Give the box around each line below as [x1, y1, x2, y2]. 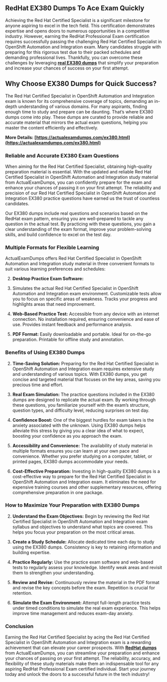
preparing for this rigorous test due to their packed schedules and [5, 49, 141, 55]
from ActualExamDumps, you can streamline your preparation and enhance [5, 650, 160, 656]
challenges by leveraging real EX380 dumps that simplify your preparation [5, 59, 159, 65]
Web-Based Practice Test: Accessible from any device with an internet [12, 311, 160, 317]
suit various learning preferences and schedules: [5, 266, 106, 272]
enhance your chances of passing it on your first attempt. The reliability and [5, 184, 161, 190]
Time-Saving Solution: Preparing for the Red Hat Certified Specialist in [12, 360, 159, 366]
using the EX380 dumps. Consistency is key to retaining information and [12, 544, 161, 550]
